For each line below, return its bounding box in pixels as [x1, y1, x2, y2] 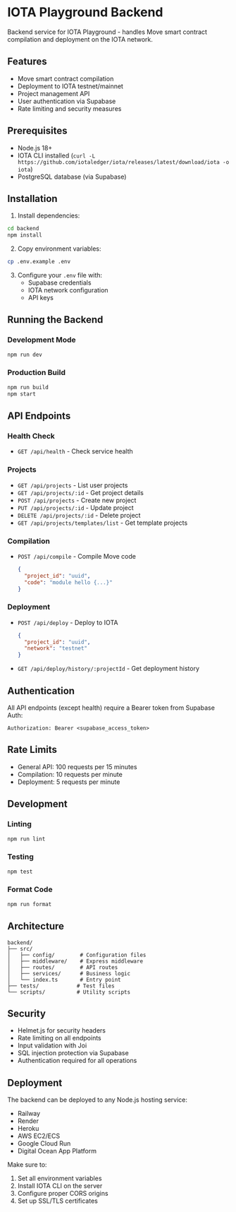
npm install [7, 232, 42, 239]
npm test [7, 868, 33, 875]
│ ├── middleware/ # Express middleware [7, 958, 143, 965]
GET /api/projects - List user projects [17, 481, 128, 489]
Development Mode [7, 335, 76, 345]
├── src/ [7, 945, 33, 952]
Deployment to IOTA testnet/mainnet [17, 82, 123, 90]
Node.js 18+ [17, 143, 53, 152]
